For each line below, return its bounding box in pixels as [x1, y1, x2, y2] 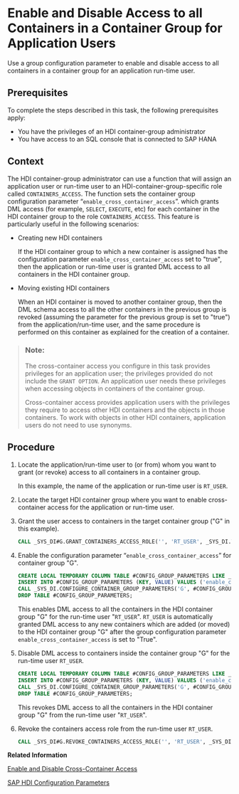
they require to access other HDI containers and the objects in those [24, 406, 225, 414]
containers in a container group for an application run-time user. [7, 66, 196, 75]
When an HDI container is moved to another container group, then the [17, 297, 223, 306]
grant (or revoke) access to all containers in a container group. [17, 467, 201, 476]
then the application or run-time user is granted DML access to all [17, 262, 211, 271]
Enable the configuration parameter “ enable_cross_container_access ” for [17, 551, 232, 559]
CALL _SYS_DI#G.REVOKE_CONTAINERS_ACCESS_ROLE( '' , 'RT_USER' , [17, 738, 206, 745]
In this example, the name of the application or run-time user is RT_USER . [17, 482, 228, 490]
